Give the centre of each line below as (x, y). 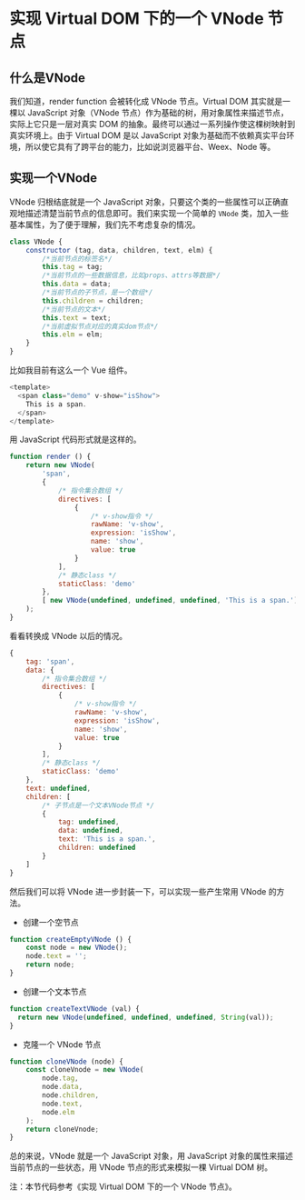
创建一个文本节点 (54, 991)
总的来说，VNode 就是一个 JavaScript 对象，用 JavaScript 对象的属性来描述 (151, 1156)
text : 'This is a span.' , (107, 839)
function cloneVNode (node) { (67, 1061)
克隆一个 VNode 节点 (62, 1044)
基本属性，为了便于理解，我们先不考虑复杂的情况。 (105, 225)
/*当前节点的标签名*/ (78, 259)
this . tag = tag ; (73, 267)
